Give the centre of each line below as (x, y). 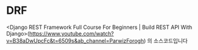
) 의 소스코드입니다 (166, 40)
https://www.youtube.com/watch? (72, 33)
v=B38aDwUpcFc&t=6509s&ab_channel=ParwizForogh (75, 40)
